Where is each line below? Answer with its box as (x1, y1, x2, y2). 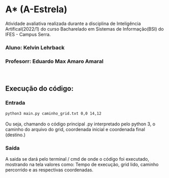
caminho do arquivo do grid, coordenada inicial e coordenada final (5, 126, 146, 132)
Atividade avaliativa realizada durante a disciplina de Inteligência (5, 20, 141, 27)
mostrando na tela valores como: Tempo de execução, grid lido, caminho (5, 162, 159, 168)
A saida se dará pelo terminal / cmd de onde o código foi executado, (5, 156, 150, 162)
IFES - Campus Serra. (5, 31, 51, 37)
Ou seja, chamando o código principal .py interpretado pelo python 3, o (5, 121, 156, 127)
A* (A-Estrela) (5, 4, 67, 15)
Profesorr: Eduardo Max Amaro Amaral (5, 58, 104, 65)
